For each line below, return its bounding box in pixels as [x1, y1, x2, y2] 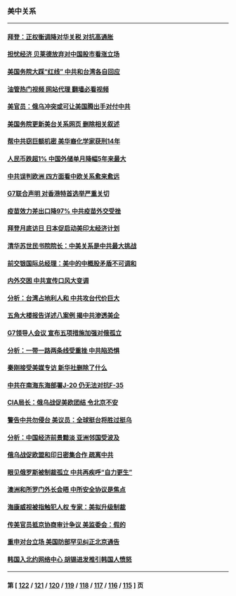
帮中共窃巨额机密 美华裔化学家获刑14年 [7, 137, 121, 146]
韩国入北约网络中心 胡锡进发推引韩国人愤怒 [7, 554, 132, 564]
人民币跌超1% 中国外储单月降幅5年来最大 [7, 155, 126, 163]
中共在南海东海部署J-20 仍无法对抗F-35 [7, 381, 124, 389]
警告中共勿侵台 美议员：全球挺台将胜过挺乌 [7, 415, 132, 424]
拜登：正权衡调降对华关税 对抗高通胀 [7, 32, 114, 41]
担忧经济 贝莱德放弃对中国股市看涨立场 [7, 50, 120, 58]
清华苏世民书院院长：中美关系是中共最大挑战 [7, 241, 137, 251]
